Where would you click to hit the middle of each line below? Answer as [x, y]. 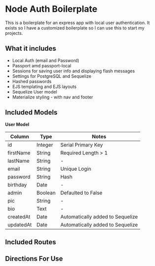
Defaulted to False [81, 193]
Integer [45, 145]
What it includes [31, 48]
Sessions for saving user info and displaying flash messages [74, 71]
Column [20, 136]
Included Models [31, 112]
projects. [14, 33]
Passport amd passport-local [42, 65]
